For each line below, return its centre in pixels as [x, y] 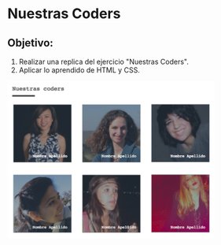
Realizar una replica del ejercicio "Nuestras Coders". [104, 61]
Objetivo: [31, 43]
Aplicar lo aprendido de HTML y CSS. [79, 70]
